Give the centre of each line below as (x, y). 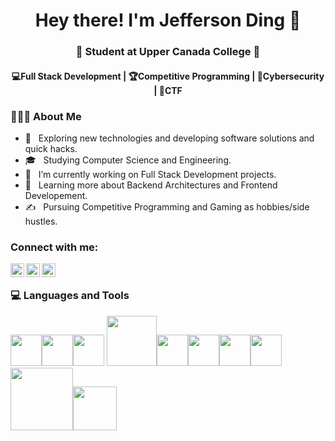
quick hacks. (51, 148)
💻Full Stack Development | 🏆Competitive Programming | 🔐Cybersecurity (168, 76)
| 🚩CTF (168, 90)
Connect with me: (54, 247)
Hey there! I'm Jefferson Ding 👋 (168, 20)
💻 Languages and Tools (70, 296)
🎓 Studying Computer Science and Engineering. (128, 160)
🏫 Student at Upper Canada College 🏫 (168, 52)
